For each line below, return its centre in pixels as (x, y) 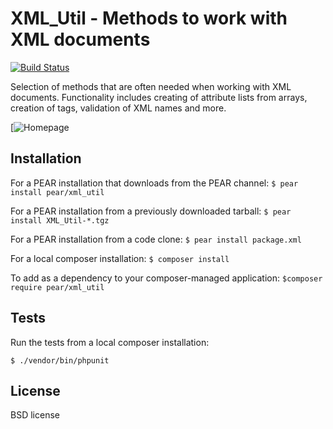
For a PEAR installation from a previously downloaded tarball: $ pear (151, 211)
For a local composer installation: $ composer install (120, 258)
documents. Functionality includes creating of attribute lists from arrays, (159, 97)
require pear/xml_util (57, 287)
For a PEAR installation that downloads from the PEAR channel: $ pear (154, 183)
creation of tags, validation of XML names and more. (118, 108)
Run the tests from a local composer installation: (110, 342)
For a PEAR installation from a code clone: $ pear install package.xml (156, 239)
